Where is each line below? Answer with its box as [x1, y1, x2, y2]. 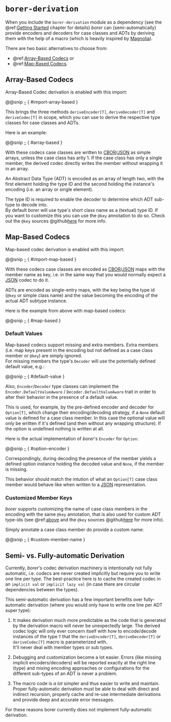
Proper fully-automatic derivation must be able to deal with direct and [12, 686, 159, 692]
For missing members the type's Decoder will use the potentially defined [5, 358, 156, 364]
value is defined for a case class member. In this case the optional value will [5, 415, 165, 421]
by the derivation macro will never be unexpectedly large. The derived [12, 622, 160, 629]
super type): [5, 607, 32, 613]
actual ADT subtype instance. [5, 298, 67, 304]
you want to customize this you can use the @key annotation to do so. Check [5, 212, 165, 219]
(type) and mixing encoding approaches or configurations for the [12, 665, 150, 671]
